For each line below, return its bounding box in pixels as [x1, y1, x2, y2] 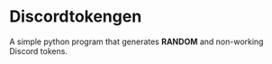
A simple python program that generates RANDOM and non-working [9, 36, 264, 47]
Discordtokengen [9, 6, 142, 27]
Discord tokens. [9, 45, 68, 56]
